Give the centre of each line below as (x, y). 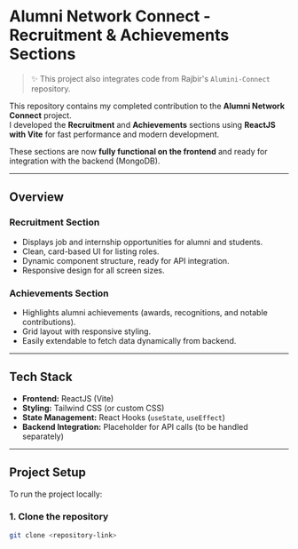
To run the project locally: (56, 494)
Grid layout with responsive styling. (86, 331)
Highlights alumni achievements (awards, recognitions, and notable (145, 312)
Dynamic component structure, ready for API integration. (125, 260)
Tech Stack (41, 377)
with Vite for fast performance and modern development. (114, 134)
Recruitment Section (55, 222)
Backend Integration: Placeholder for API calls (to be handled (135, 426)
